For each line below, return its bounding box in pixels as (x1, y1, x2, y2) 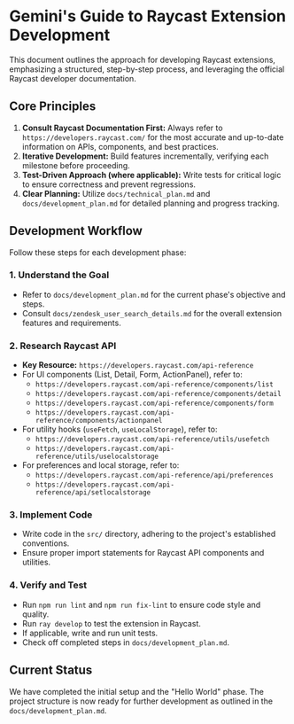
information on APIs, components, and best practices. (21, 141, 219, 152)
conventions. (21, 538, 70, 549)
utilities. (21, 557, 51, 568)
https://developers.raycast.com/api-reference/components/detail (35, 390, 282, 399)
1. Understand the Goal (9, 269, 110, 281)
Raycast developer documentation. (9, 73, 137, 83)
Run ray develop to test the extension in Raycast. (21, 618, 202, 628)
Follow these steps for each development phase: (9, 246, 187, 258)
